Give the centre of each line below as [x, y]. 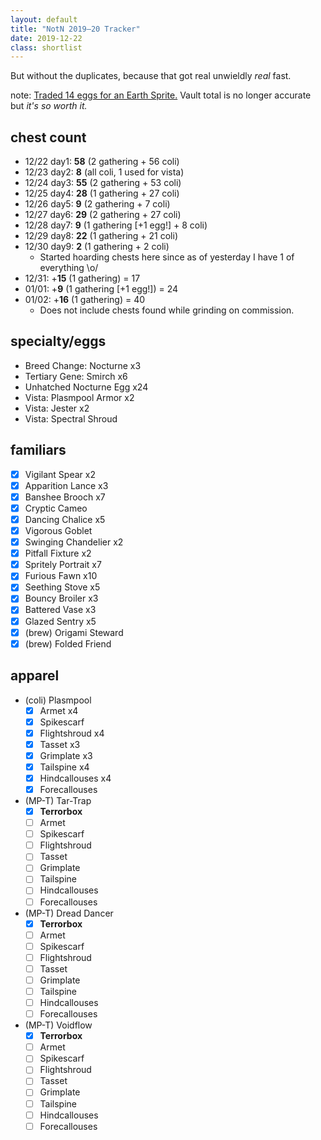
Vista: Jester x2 [57, 408]
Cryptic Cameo [56, 508]
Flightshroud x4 [72, 733]
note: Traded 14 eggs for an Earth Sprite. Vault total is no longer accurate [161, 95]
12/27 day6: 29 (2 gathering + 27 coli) [103, 215]
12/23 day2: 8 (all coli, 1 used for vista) [104, 172]
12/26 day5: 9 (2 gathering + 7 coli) [97, 204]
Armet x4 [59, 710]
